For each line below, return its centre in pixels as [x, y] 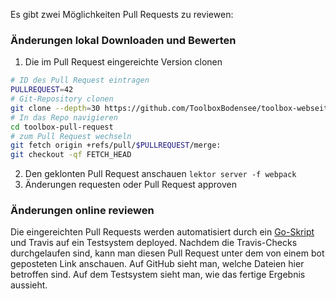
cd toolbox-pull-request [62, 127]
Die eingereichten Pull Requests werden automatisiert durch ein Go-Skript [162, 232]
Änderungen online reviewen [82, 211]
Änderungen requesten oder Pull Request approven [131, 185]
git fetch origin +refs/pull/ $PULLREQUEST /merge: [116, 145]
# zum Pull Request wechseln [71, 136]
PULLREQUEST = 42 [42, 90]
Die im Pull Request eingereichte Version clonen [123, 62]
